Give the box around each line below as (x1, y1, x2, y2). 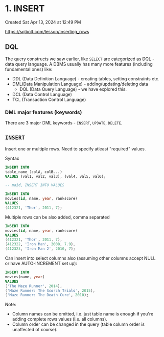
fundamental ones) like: (5, 66, 53, 72)
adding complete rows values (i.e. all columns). (12, 316, 108, 322)
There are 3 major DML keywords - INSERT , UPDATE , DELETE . (5, 120, 122, 126)
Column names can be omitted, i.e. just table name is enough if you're (12, 311, 154, 317)
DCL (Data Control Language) (12, 91, 72, 97)
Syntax (5, 155, 20, 161)
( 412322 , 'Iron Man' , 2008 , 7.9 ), (5, 242, 76, 247)
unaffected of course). (12, 327, 58, 333)
